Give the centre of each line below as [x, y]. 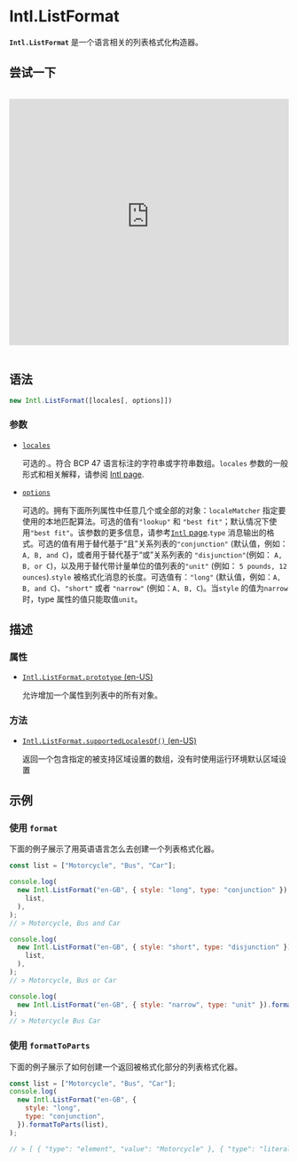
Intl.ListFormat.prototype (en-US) [87, 677]
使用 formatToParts [50, 1046]
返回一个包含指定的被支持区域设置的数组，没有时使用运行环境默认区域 [150, 759]
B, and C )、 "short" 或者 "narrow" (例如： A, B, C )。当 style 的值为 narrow [155, 588]
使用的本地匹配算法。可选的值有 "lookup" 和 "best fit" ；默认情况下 [145, 521]
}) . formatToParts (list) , [63, 1125]
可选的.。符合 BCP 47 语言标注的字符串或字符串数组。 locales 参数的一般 [155, 462]
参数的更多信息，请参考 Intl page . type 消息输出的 [176, 532]
